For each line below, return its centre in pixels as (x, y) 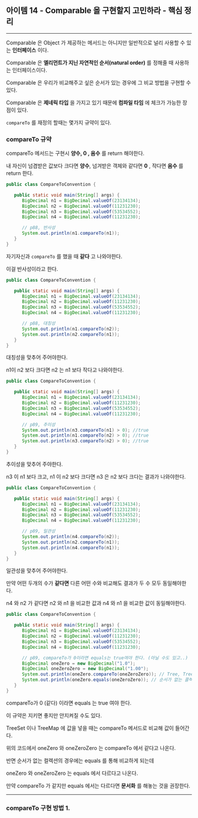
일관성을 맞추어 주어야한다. (37, 571)
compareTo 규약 (29, 139)
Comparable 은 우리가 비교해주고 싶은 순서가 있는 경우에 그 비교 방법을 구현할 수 (99, 82)
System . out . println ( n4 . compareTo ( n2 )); (70, 537)
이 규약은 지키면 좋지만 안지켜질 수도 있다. (54, 715)
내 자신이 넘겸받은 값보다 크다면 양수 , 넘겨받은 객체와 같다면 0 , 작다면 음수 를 (95, 166)
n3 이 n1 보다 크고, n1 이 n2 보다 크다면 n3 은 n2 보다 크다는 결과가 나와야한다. (96, 476)
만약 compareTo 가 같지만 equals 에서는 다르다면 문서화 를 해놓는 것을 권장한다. (98, 785)
